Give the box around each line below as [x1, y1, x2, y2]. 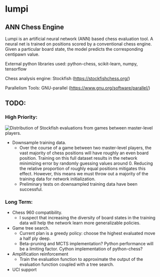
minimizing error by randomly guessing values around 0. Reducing [19, 160, 153, 166]
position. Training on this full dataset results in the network [19, 155, 138, 161]
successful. [19, 186, 43, 192]
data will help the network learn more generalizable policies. [19, 220, 140, 226]
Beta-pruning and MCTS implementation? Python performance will [19, 240, 154, 246]
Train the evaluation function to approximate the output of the [19, 256, 143, 262]
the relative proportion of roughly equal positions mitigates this [19, 165, 146, 171]
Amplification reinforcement [12, 251, 68, 257]
